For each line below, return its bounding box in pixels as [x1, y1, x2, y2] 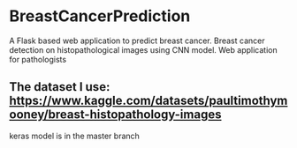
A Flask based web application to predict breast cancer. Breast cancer [9, 35, 265, 46]
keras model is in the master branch [9, 130, 140, 141]
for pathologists [9, 54, 67, 64]
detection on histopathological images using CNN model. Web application [9, 44, 278, 55]
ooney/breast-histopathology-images [9, 107, 222, 122]
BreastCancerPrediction [9, 6, 191, 26]
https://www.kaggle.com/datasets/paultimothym [9, 93, 288, 108]
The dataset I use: [9, 79, 110, 94]
